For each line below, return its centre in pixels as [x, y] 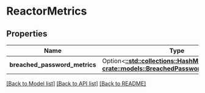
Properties [27, 34]
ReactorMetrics [47, 11]
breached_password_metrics [53, 65]
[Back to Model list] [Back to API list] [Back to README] [76, 84]
